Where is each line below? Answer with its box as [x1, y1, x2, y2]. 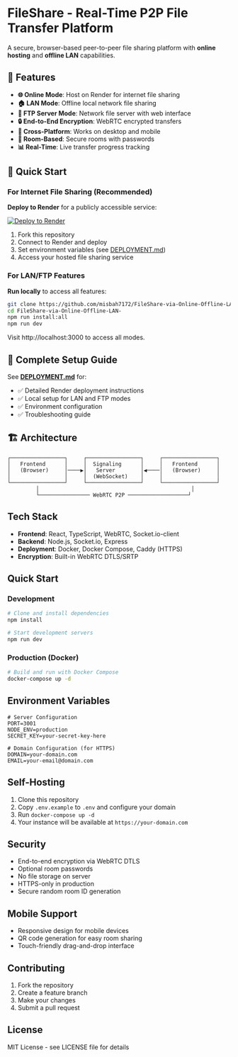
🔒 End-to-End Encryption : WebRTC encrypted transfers [17, 117, 182, 125]
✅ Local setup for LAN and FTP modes [17, 395, 131, 403]
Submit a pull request [17, 1003, 80, 1012]
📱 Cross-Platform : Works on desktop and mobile [17, 127, 161, 135]
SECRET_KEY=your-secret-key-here [7, 732, 106, 740]
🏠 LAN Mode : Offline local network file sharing [17, 98, 157, 107]
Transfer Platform [7, 20, 113, 36]
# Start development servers [7, 629, 93, 637]
